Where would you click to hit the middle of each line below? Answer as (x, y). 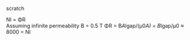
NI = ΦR (16, 19)
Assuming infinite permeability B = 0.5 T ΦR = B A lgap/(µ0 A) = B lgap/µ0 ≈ (95, 26)
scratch (15, 8)
